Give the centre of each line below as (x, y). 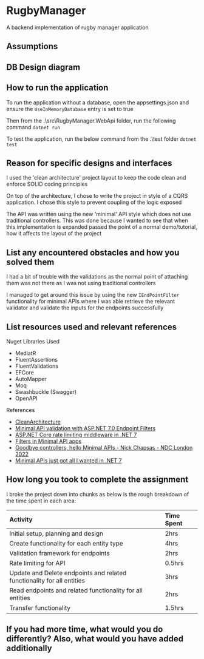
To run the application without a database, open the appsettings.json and (98, 102)
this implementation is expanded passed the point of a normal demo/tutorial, (102, 227)
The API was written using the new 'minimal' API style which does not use (99, 214)
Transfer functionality (40, 607)
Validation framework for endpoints (60, 553)
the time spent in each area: (41, 501)
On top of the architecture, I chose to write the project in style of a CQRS (97, 196)
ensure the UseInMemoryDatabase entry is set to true (70, 109)
